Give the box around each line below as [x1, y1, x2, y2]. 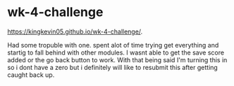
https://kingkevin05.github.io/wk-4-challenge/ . [7, 27, 143, 36]
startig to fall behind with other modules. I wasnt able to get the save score [7, 48, 224, 57]
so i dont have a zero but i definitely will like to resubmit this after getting [7, 63, 218, 71]
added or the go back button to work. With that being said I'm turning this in [7, 55, 228, 64]
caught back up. [7, 71, 55, 79]
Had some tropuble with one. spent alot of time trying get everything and [7, 41, 219, 49]
